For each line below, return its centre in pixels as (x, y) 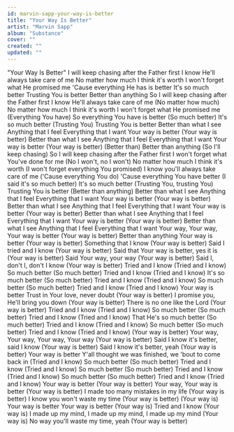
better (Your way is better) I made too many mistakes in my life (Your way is (116, 391)
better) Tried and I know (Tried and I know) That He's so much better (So (112, 317)
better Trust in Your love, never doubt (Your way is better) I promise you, (111, 295)
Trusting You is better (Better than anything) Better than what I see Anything (116, 191)
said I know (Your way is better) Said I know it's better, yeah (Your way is (112, 347)
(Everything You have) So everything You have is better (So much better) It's (117, 117)
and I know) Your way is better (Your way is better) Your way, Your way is (112, 384)
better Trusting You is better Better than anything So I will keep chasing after (117, 94)
